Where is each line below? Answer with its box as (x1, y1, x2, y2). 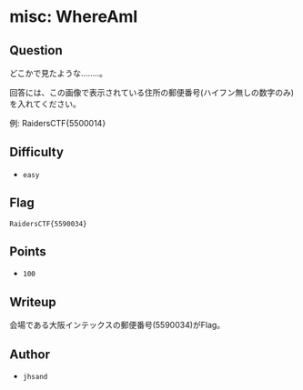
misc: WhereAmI (9, 6, 138, 27)
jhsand (22, 373, 48, 382)
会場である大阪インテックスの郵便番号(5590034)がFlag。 (9, 320, 226, 331)
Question (9, 43, 63, 58)
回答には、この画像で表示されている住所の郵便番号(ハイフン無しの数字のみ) (9, 87, 294, 97)
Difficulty (9, 145, 64, 160)
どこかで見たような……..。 (9, 68, 107, 78)
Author (9, 346, 50, 362)
